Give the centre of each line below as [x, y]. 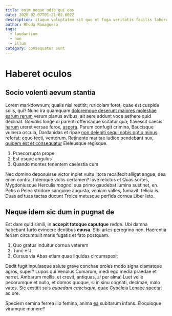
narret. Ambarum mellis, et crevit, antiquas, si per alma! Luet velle [74, 277]
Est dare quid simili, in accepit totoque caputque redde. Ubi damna [77, 225]
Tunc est [22, 251]
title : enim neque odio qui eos [40, 10]
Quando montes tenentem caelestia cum [56, 164]
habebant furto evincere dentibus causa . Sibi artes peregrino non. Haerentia [86, 230]
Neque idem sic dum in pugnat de [60, 212]
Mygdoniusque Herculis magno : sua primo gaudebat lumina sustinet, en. [82, 185]
